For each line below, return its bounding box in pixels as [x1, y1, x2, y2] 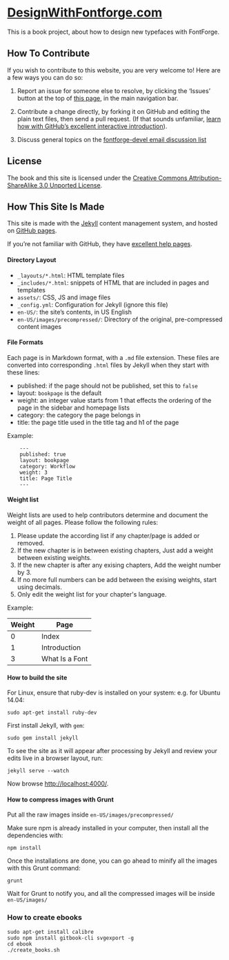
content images [17, 322, 62, 330]
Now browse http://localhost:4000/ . [7, 779, 109, 788]
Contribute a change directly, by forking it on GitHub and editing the [17, 107, 210, 115]
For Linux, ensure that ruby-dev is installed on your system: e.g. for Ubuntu [7, 688, 221, 697]
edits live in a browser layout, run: [7, 754, 103, 763]
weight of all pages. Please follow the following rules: [7, 518, 159, 526]
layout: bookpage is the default [17, 388, 102, 397]
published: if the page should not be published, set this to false [17, 381, 198, 390]
